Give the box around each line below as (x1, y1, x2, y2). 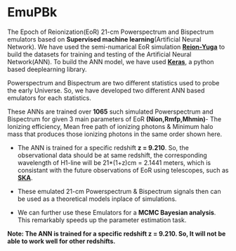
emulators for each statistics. (7, 93, 91, 102)
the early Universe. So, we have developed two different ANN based (7, 86, 205, 94)
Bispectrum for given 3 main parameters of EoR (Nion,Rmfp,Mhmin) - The (7, 114, 222, 123)
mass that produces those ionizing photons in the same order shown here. (7, 130, 223, 138)
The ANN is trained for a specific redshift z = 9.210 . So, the (17, 143, 190, 152)
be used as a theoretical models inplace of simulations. (17, 195, 177, 203)
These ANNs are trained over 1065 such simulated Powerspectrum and (7, 107, 214, 116)
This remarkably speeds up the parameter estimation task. (17, 216, 187, 224)
